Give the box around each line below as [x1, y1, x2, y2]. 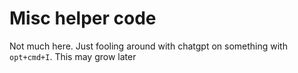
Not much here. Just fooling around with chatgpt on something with [9, 40, 288, 52]
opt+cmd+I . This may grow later [9, 50, 137, 62]
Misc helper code [9, 7, 157, 30]
